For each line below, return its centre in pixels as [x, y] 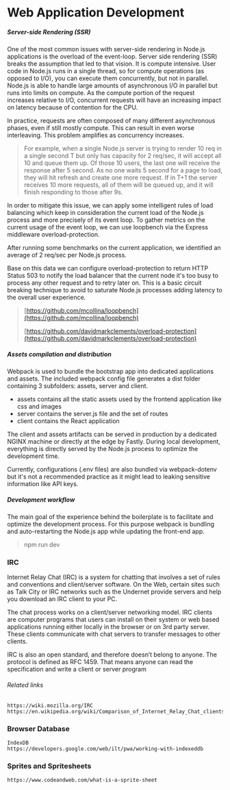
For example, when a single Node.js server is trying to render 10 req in [123, 149]
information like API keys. [43, 484]
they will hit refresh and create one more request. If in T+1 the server [120, 178]
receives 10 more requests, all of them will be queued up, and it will [118, 185]
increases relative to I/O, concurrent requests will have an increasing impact [114, 100]
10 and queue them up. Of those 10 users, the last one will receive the [122, 163]
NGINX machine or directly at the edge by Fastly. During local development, [114, 442]
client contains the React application [68, 421]
